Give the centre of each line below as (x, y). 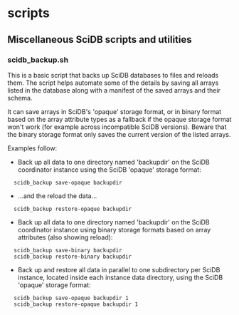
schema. (20, 98)
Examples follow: (32, 148)
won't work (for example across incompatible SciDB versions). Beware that (117, 127)
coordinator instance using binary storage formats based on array (114, 229)
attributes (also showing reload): (65, 237)
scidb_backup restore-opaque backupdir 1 (76, 304)
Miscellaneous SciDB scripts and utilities (100, 40)
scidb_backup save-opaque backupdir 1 (71, 298)
